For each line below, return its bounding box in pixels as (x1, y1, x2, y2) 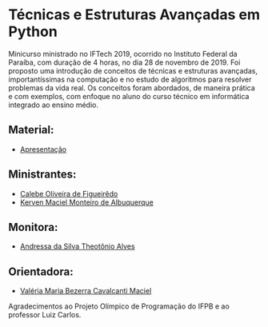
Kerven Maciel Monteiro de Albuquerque (19, 197, 154, 207)
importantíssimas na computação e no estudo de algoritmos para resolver (8, 74, 252, 84)
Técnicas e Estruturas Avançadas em (8, 6, 261, 24)
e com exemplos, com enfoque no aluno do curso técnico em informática (8, 91, 250, 101)
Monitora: (8, 220, 58, 233)
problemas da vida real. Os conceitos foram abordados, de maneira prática (8, 82, 256, 93)
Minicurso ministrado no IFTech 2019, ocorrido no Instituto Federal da (8, 49, 238, 58)
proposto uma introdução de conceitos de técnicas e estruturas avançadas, (8, 66, 258, 75)
